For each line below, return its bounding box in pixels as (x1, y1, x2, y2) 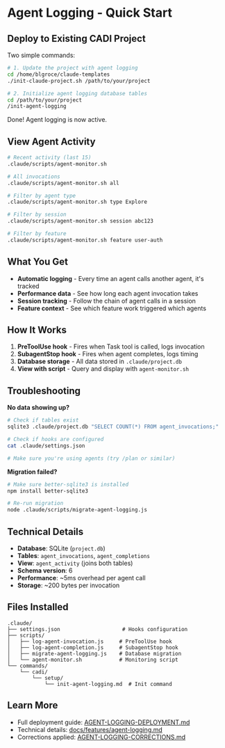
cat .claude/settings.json (7, 442, 85, 449)
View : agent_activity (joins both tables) (17, 559, 133, 567)
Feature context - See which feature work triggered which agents (17, 304, 207, 312)
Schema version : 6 (17, 566, 73, 575)
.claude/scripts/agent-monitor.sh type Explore (7, 198, 148, 206)
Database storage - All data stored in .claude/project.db (17, 357, 183, 366)
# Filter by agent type (7, 192, 76, 199)
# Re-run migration (7, 500, 64, 507)
